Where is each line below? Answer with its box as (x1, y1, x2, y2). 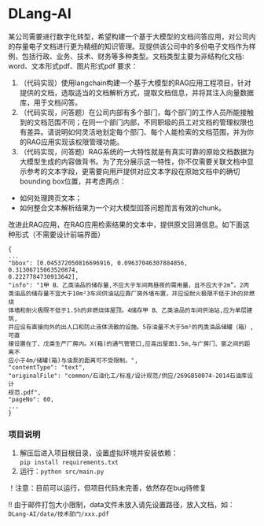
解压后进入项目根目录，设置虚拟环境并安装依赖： (19, 448, 178, 457)
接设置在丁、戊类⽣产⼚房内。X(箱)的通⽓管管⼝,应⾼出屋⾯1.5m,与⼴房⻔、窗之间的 (8, 339, 245, 347)
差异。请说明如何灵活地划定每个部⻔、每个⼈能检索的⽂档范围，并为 (26, 127, 247, 136)
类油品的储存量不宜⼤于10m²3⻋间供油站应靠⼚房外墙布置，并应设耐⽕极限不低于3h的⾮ (8, 289, 250, 298)
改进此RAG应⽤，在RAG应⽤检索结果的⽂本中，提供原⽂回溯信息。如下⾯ (8, 220, 244, 229)
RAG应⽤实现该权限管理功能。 (26, 137, 124, 146)
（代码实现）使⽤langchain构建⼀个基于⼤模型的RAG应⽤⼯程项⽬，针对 (19, 78, 251, 87)
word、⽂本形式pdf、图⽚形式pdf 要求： (8, 61, 138, 71)
